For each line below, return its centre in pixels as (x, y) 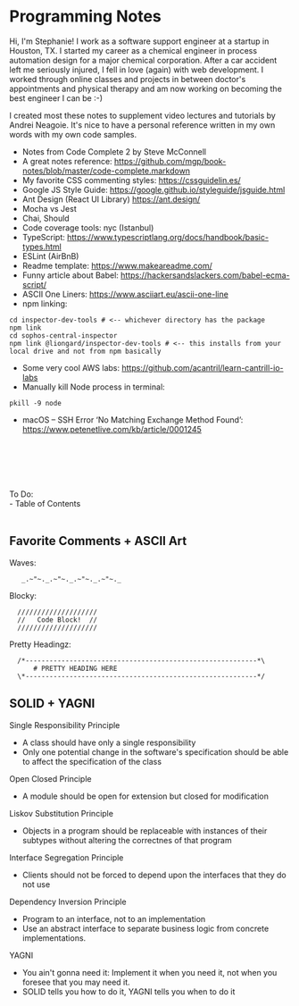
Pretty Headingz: (40, 644)
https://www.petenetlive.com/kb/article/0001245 (112, 429)
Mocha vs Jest (50, 208)
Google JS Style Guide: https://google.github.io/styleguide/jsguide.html (154, 189)
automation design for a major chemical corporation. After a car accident (143, 60)
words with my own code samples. (73, 134)
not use (36, 884)
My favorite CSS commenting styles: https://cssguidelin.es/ (131, 180)
